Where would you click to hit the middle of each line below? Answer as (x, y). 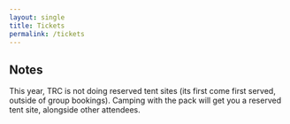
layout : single (37, 17)
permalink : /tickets (47, 34)
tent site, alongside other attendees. (75, 110)
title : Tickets (37, 26)
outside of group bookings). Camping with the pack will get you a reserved (145, 101)
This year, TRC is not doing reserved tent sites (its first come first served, (142, 91)
